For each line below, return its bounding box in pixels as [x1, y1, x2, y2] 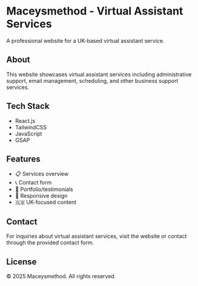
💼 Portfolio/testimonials [15, 186, 74, 193]
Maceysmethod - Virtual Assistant [6, 4, 183, 18]
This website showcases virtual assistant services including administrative [6, 71, 192, 78]
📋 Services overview [15, 171, 68, 178]
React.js [15, 117, 36, 125]
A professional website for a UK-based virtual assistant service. [6, 37, 165, 44]
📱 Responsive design [15, 192, 68, 200]
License [6, 256, 37, 267]
